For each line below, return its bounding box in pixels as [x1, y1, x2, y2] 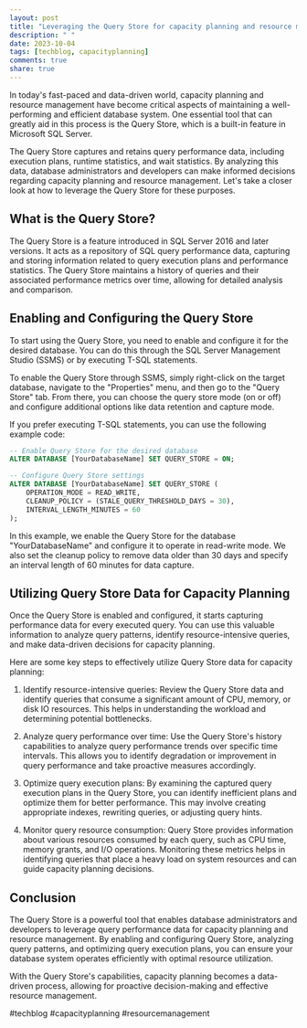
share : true [9, 65, 55, 74]
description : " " [9, 30, 76, 39]
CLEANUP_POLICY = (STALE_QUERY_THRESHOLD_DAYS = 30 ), [26, 496, 235, 505]
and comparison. [9, 284, 73, 295]
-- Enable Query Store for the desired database [9, 446, 198, 455]
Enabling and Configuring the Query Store [9, 311, 254, 326]
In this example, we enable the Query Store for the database [9, 530, 236, 541]
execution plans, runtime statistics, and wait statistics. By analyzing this [9, 155, 279, 166]
